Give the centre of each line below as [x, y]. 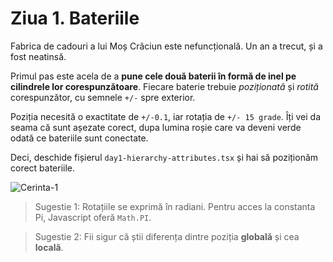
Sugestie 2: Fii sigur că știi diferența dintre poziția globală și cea [167, 236]
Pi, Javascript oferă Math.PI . [93, 217]
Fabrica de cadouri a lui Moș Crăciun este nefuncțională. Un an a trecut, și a [166, 46]
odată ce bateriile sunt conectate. [79, 138]
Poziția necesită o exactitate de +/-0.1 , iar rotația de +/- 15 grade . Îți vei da [166, 116]
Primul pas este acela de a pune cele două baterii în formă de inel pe [153, 76]
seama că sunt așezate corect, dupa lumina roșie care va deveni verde [156, 127]
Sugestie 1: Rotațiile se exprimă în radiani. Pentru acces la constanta [175, 206]
